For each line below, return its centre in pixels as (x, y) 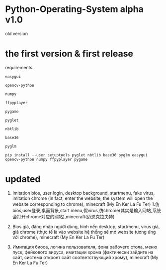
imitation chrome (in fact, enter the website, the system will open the (83, 198)
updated (23, 179)
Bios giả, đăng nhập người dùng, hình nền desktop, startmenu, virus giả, (86, 226)
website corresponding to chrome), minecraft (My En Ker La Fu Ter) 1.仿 (86, 204)
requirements (19, 67)
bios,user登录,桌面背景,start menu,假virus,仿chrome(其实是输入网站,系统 (87, 210)
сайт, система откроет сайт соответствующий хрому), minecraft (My (85, 257)
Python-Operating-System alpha (75, 9)
